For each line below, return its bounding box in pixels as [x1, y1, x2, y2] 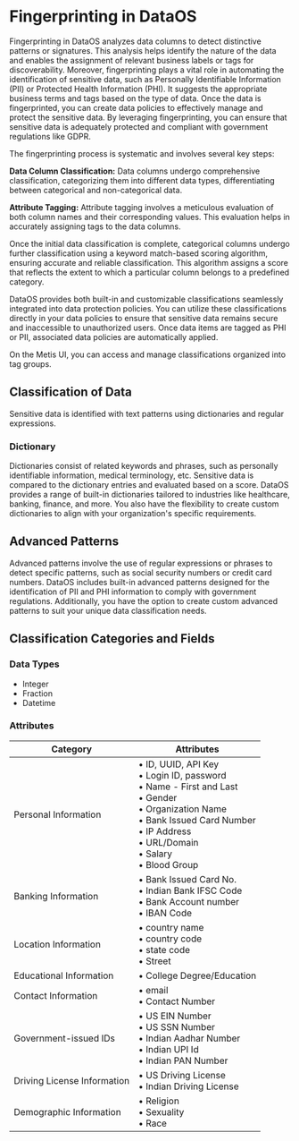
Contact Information [13, 989, 98, 1001]
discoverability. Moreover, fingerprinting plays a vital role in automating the [9, 64, 285, 75]
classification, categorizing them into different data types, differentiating [9, 175, 275, 185]
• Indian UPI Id [137, 1043, 199, 1055]
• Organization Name [137, 803, 228, 815]
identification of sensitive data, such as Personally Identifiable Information [9, 73, 281, 84]
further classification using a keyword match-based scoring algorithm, [9, 248, 269, 259]
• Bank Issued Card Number [137, 813, 256, 826]
